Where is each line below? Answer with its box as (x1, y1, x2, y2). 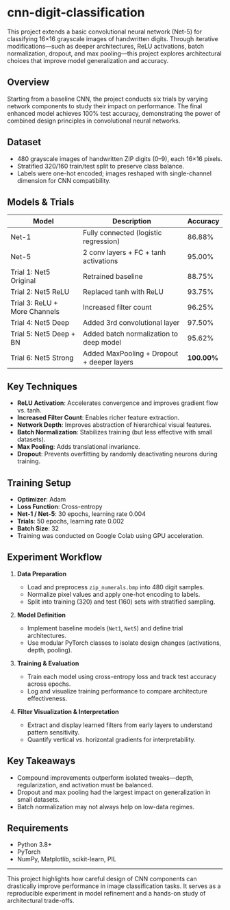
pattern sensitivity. (27, 728, 80, 736)
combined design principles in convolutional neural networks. (7, 116, 181, 125)
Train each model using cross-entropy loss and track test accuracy (27, 672, 217, 680)
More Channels (10, 307, 60, 317)
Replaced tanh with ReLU (83, 287, 164, 297)
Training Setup (7, 477, 72, 489)
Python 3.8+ (16, 841, 53, 849)
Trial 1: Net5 (10, 267, 51, 277)
